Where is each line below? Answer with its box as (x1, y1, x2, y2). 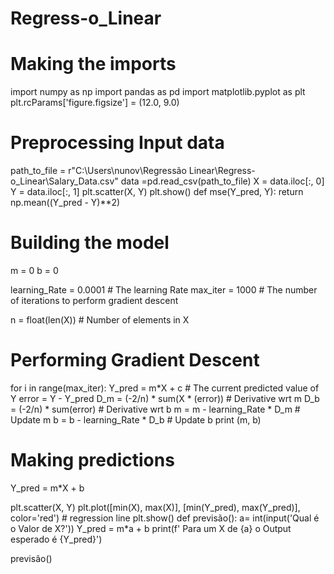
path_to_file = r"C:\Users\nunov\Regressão (10, 165, 187, 177)
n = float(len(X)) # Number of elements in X (10, 314, 190, 326)
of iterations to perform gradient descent (10, 295, 179, 306)
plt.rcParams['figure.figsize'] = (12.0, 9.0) (10, 97, 180, 109)
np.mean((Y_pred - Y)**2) (10, 197, 121, 209)
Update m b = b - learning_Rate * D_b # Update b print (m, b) (10, 413, 262, 426)
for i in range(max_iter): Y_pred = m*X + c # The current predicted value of (10, 382, 320, 394)
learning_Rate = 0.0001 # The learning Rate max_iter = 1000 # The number (10, 284, 318, 296)
